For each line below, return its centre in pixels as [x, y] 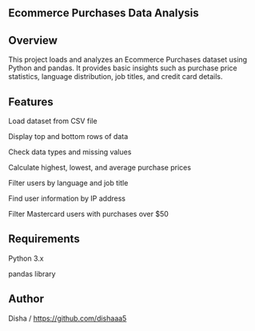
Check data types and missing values [70, 152]
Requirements [44, 239]
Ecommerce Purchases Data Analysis [104, 13]
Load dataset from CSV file [53, 121]
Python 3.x [26, 258]
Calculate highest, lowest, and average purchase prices [100, 168]
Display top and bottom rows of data [68, 137]
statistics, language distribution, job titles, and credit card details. [116, 77]
